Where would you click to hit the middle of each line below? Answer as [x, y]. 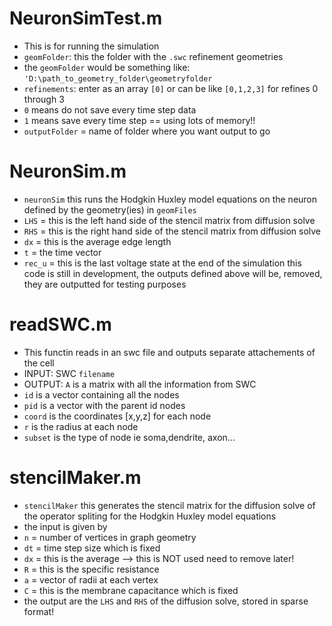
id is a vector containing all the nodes [101, 394]
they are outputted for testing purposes [105, 284]
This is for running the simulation [91, 46]
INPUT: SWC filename [69, 373]
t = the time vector [62, 252]
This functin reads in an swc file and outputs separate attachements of [169, 352]
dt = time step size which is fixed [92, 548]
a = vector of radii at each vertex [91, 579]
